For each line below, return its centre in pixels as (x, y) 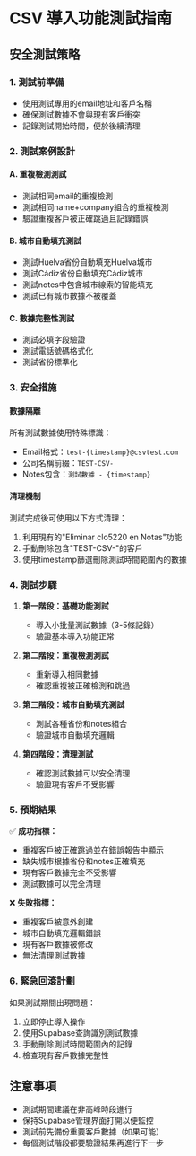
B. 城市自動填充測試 (46, 241)
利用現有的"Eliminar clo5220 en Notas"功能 (102, 537)
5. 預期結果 (33, 810)
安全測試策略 (45, 54)
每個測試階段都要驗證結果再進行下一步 (93, 1143)
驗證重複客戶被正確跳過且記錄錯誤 (85, 218)
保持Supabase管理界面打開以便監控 (88, 1121)
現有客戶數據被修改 (58, 944)
